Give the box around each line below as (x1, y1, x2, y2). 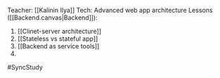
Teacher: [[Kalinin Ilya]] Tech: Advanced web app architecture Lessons (7, 6, 213, 14)
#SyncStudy (7, 63, 44, 71)
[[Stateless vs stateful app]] (17, 34, 98, 43)
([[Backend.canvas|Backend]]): (7, 13, 98, 22)
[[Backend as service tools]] (17, 42, 100, 50)
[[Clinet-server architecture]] (17, 27, 102, 35)
